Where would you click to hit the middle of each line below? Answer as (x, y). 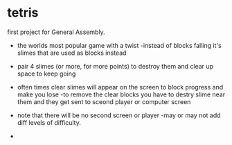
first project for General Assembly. (56, 32)
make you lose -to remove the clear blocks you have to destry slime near (121, 94)
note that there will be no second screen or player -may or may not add (119, 115)
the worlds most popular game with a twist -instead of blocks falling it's (119, 45)
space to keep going (46, 74)
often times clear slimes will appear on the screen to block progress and (120, 87)
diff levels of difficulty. (49, 122)
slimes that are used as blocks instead (72, 53)
